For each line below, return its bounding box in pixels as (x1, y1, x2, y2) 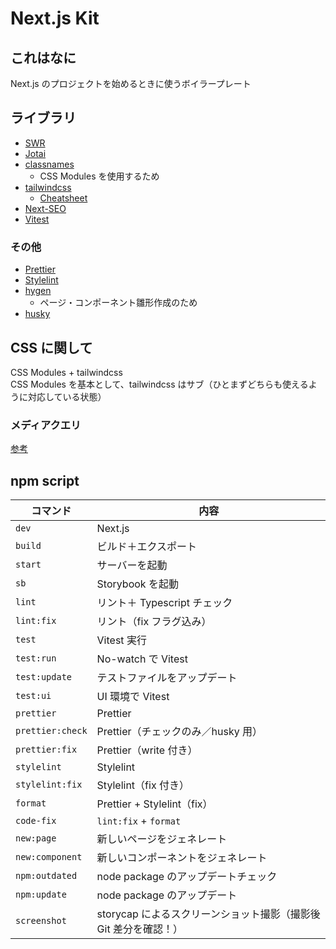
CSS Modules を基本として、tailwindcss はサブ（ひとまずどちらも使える (10, 378, 309, 390)
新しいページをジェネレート (96, 832, 228, 846)
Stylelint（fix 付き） (96, 778, 190, 792)
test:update (15, 672, 73, 683)
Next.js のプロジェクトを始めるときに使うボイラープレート (10, 78, 252, 89)
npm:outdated (15, 870, 78, 882)
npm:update (15, 889, 67, 901)
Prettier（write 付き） (96, 743, 198, 757)
